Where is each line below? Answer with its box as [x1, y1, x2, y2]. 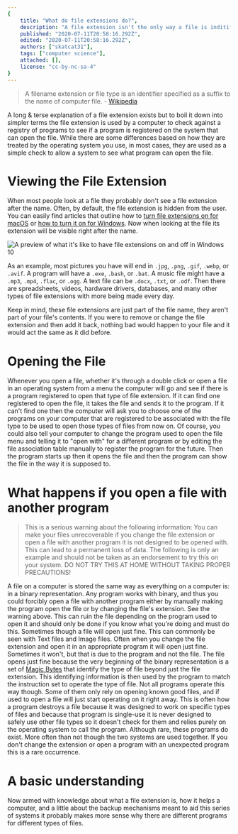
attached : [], [20, 57, 62, 64]
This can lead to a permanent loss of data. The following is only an [24, 546, 220, 554]
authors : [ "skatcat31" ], [20, 43, 93, 50]
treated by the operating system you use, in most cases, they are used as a [7, 141, 227, 149]
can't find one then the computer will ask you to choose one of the [7, 407, 202, 415]
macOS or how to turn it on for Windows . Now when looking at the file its [7, 219, 220, 228]
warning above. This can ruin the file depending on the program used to [7, 612, 217, 621]
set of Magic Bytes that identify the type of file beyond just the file [7, 665, 200, 674]
